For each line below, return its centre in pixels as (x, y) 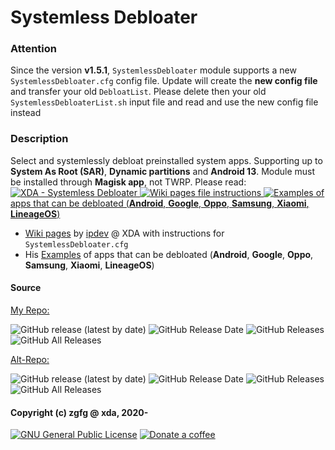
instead (26, 113)
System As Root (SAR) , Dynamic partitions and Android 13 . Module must (163, 171)
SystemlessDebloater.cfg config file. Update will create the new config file (164, 81)
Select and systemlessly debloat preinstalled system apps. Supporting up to (166, 160)
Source (26, 288)
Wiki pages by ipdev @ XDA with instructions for (124, 233)
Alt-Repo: (30, 359)
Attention (33, 49)
